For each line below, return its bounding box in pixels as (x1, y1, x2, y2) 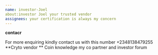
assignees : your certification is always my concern (5, 16, 116, 21)
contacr (5, 30, 22, 36)
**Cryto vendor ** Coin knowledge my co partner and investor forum (5, 45, 148, 51)
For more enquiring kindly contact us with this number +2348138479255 (5, 39, 154, 45)
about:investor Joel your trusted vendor (5, 12, 92, 17)
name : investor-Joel (5, 7, 48, 12)
